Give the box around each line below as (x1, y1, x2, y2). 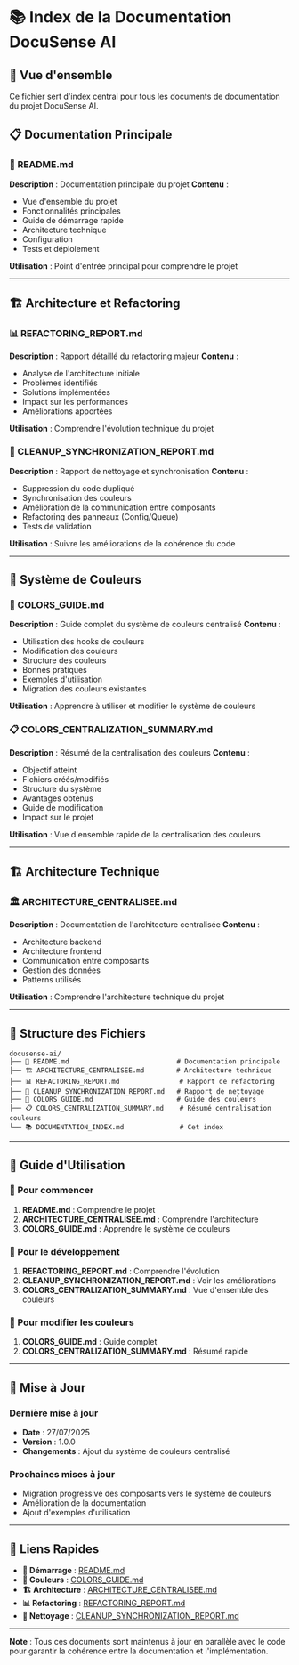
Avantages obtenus (21, 793, 93, 804)
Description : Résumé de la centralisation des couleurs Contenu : (9, 747, 251, 757)
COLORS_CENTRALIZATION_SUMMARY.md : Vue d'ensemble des (21, 1285, 269, 1296)
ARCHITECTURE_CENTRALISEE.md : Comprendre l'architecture (21, 1214, 259, 1225)
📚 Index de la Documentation (9, 7, 232, 28)
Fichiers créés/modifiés (21, 773, 109, 784)
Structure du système (21, 783, 102, 794)
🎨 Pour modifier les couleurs (9, 1316, 135, 1329)
